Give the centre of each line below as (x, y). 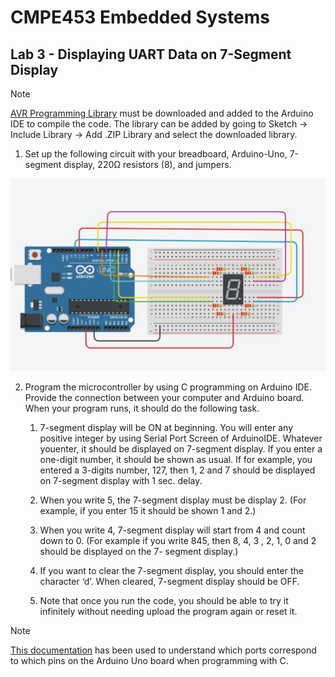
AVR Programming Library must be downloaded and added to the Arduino (162, 113)
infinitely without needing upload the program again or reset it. (168, 611)
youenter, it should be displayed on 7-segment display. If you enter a (181, 448)
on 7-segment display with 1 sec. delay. (121, 480)
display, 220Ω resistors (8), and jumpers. (147, 164)
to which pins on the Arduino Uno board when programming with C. (149, 660)
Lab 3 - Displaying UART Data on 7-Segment (151, 54)
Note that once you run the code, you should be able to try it (164, 600)
